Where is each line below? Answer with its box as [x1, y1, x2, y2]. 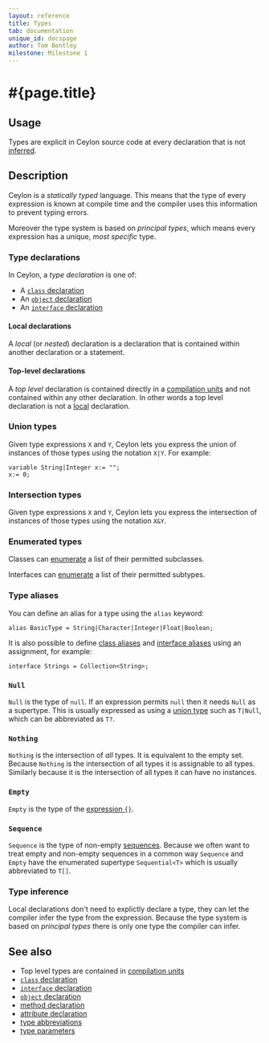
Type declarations [8, 251, 81, 262]
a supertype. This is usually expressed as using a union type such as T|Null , [8, 706, 262, 715]
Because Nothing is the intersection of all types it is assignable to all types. [8, 759, 255, 769]
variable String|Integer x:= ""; [8, 464, 120, 472]
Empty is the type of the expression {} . [8, 804, 134, 814]
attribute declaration [19, 1009, 88, 1018]
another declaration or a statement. [8, 348, 125, 357]
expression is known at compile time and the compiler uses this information [8, 199, 259, 208]
